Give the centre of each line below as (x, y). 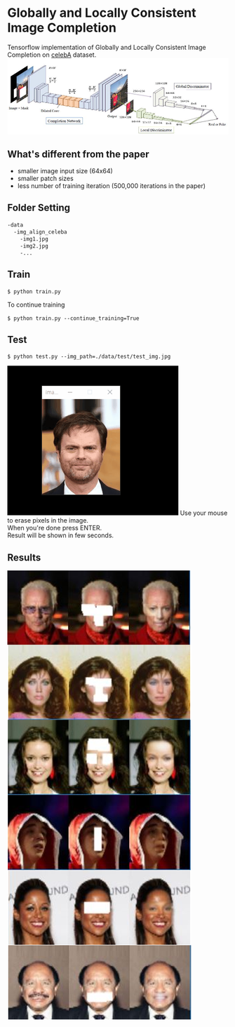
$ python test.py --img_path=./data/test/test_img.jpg (89, 357)
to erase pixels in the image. (48, 521)
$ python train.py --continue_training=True (73, 318)
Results (24, 557)
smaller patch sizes (45, 179)
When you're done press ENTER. (55, 528)
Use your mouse (204, 513)
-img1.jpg (34, 239)
